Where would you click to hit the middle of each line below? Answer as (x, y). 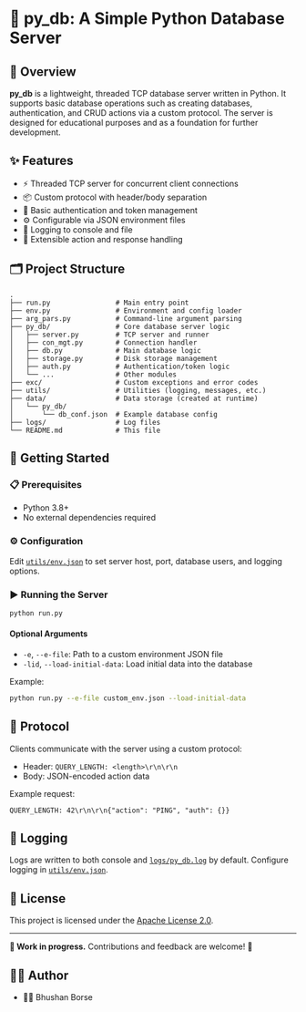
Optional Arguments (49, 634)
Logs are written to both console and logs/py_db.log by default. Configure (149, 860)
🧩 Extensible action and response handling (102, 239)
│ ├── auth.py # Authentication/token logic (120, 367)
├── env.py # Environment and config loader (126, 310)
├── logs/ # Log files (85, 422)
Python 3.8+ (46, 508)
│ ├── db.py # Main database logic (106, 350)
